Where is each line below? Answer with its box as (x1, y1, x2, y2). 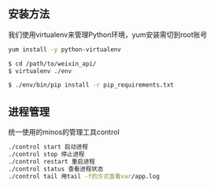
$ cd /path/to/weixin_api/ (8, 60, 97, 68)
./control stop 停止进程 (8, 150, 85, 158)
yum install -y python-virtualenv (8, 46, 122, 53)
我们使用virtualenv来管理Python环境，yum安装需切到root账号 (8, 30, 208, 39)
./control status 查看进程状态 (8, 164, 104, 173)
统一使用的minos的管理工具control (8, 127, 120, 137)
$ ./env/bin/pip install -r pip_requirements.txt (8, 81, 175, 89)
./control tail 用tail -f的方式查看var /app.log (8, 172, 160, 180)
